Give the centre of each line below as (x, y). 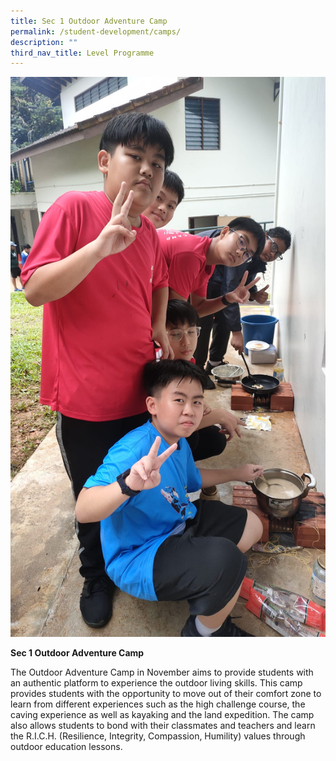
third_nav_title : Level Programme (82, 53)
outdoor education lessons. (66, 747)
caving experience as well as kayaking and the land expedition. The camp (162, 715)
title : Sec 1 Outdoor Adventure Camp (89, 21)
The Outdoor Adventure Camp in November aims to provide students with (162, 672)
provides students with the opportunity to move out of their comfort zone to (166, 694)
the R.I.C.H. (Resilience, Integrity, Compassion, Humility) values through (158, 736)
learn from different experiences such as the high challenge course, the (158, 704)
